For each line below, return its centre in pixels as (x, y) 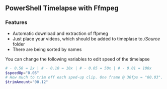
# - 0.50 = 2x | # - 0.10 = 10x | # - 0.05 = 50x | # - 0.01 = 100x (78, 68)
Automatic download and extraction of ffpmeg (60, 33)
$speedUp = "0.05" (22, 73)
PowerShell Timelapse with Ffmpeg (62, 8)
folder (19, 44)
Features (16, 22)
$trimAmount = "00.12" (27, 82)
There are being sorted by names (47, 49)
